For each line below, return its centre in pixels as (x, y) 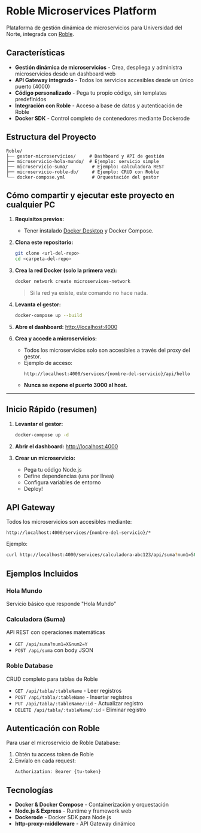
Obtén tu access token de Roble (54, 754)
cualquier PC (31, 205)
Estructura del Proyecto (51, 137)
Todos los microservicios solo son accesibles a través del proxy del (107, 350)
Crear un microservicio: (45, 458)
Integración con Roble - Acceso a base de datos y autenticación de (98, 105)
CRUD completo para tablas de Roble (52, 679)
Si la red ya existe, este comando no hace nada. (89, 293)
